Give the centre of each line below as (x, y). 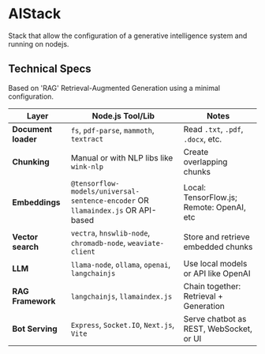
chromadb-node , (98, 243)
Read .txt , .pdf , (213, 129)
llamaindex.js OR (104, 210)
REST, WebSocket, (218, 329)
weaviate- (146, 243)
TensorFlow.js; (211, 197)
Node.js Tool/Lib (123, 115)
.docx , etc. (203, 139)
